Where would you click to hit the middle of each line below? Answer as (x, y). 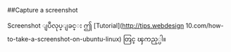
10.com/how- (205, 26)
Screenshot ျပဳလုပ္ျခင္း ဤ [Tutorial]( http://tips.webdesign (96, 26)
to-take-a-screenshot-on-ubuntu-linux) (64, 39)
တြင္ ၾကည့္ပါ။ (145, 39)
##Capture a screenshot (43, 10)
